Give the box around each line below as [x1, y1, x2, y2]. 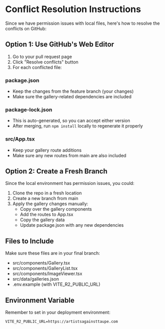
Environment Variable [5, 296, 74, 304]
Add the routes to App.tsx [20, 212, 74, 218]
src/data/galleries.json [12, 276, 59, 282]
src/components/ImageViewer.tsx [12, 271, 82, 277]
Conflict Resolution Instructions [5, 4, 141, 15]
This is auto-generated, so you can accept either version [12, 117, 130, 124]
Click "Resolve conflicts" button [12, 59, 79, 65]
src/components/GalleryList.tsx [12, 266, 78, 272]
